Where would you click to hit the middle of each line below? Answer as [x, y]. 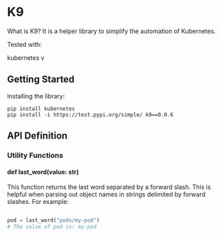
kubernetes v [26, 58]
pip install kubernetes [41, 109]
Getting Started [41, 80]
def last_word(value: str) [43, 172]
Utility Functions [35, 156]
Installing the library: [36, 96]
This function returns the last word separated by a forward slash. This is [109, 187]
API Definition [37, 136]
